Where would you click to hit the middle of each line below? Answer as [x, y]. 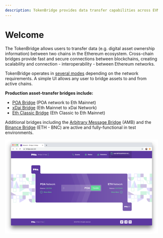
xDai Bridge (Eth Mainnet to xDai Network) [54, 107]
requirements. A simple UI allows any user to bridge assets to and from [76, 78]
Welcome [24, 35]
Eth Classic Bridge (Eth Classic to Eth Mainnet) [58, 113]
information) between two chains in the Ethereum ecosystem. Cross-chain [79, 53]
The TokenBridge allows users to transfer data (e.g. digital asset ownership [80, 48]
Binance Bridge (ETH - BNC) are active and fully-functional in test [71, 127]
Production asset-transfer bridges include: [49, 93]
